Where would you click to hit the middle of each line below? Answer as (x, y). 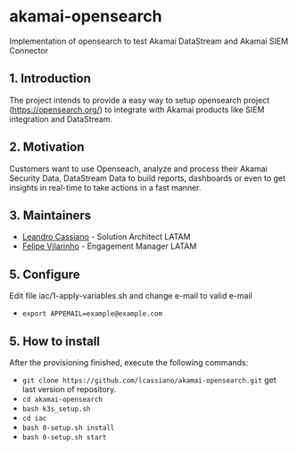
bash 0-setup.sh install (68, 428)
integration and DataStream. (61, 119)
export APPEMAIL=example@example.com (92, 314)
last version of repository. (69, 389)
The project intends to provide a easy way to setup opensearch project (140, 100)
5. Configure (45, 274)
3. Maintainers (50, 215)
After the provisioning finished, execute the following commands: (129, 362)
